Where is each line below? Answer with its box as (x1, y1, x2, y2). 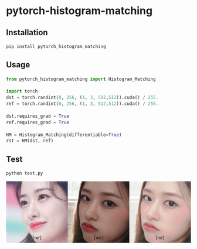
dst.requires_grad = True (6, 113, 69, 119)
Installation (6, 28, 48, 37)
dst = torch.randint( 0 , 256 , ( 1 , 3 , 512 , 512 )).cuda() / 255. (6, 95, 159, 101)
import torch (6, 88, 38, 94)
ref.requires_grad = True (6, 119, 69, 125)
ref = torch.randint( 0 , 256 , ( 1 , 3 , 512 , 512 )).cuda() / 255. (6, 101, 159, 107)
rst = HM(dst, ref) (6, 138, 54, 144)
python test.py (6, 170, 43, 176)
